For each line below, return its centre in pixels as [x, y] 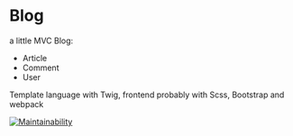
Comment [41, 68]
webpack [27, 104]
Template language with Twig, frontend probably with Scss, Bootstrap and [147, 95]
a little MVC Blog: [41, 41]
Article [35, 58]
